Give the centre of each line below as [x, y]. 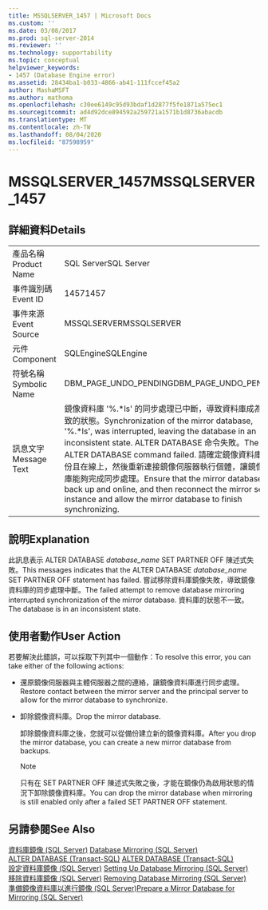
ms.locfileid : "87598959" [51, 142]
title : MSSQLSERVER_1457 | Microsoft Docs [80, 16]
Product [27, 264]
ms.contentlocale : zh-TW [49, 127]
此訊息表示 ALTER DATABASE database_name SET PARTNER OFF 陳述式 [128, 560]
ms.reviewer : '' [35, 46]
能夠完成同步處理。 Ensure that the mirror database [167, 478]
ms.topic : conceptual [44, 61]
